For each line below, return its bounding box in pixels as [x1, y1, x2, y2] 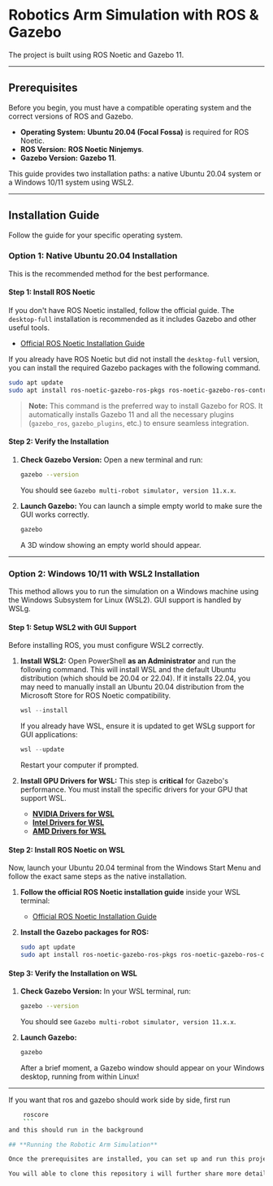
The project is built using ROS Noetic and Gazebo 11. [8, 50, 184, 59]
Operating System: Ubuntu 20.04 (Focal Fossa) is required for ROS [19, 127, 249, 137]
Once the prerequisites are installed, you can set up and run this [8, 1155, 245, 1163]
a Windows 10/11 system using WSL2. [8, 177, 134, 187]
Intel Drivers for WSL [32, 818, 105, 828]
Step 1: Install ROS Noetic [8, 287, 96, 298]
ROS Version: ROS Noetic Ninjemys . [19, 144, 145, 154]
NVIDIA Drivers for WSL [32, 809, 115, 819]
